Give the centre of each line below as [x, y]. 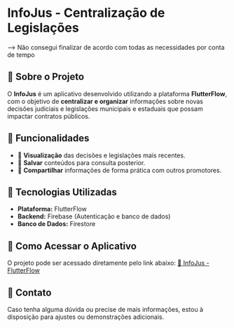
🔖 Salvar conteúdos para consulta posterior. [81, 162]
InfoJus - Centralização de [86, 13]
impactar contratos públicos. [49, 116]
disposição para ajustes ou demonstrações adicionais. [86, 317]
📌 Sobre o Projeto [46, 77]
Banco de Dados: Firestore [56, 224]
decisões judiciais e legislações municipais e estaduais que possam [105, 109]
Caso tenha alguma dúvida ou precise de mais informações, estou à [105, 309]
